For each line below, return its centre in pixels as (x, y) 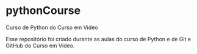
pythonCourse (43, 11)
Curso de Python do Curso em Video (52, 27)
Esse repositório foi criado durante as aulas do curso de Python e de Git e (99, 39)
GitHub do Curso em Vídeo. (40, 46)
